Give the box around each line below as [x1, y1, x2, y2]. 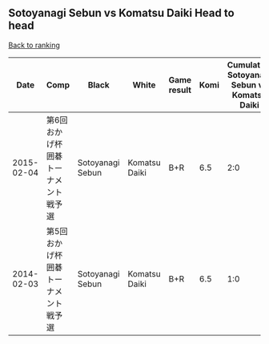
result [168, 84, 192, 95]
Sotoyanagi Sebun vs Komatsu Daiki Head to [8, 6, 235, 20]
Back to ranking [8, 40, 60, 50]
